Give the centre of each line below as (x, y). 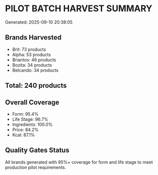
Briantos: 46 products (34, 60)
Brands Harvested (33, 37)
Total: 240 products (36, 86)
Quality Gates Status (37, 150)
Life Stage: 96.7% (30, 119)
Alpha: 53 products (32, 54)
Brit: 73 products (29, 49)
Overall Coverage (32, 102)
